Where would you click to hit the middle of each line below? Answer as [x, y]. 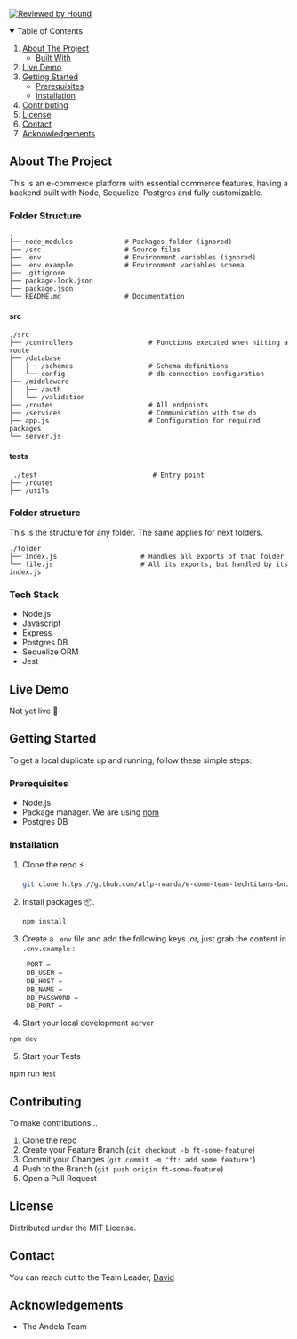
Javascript [41, 623]
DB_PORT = [44, 1006]
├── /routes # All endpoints [109, 406]
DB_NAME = [44, 990]
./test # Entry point [108, 475]
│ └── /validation [48, 398]
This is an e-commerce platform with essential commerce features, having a [149, 183]
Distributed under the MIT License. [73, 1228]
